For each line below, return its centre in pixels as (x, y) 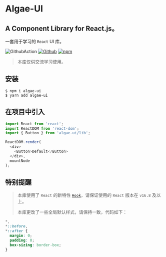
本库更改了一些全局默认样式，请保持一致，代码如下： (72, 212)
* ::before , (16, 226)
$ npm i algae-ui (23, 91)
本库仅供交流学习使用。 (41, 62)
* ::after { (16, 231)
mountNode (20, 161)
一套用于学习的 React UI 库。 (34, 41)
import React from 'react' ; (34, 124)
